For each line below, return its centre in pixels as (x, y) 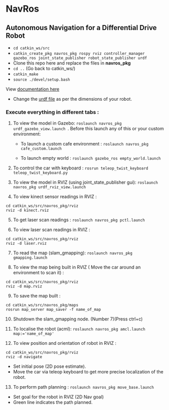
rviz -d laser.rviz (26, 244)
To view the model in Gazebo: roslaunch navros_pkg (67, 123)
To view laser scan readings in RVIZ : (52, 230)
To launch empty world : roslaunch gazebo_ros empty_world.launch (91, 158)
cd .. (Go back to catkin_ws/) (44, 68)
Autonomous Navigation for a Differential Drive (81, 28)
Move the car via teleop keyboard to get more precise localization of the (88, 372)
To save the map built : (37, 296)
